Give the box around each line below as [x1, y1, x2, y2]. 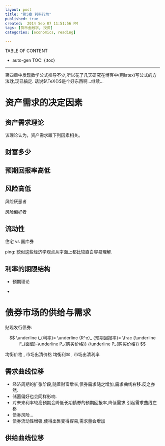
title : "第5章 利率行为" [5, 12, 52, 17]
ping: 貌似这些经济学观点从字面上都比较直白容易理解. [5, 249, 112, 255]
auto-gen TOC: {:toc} [12, 57, 55, 63]
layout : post [5, 7, 32, 12]
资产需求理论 [5, 118, 44, 127]
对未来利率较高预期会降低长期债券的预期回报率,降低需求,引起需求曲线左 [12, 399, 157, 405]
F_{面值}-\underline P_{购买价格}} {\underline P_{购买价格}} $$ [19, 341, 146, 347]
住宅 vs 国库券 [5, 239, 34, 245]
